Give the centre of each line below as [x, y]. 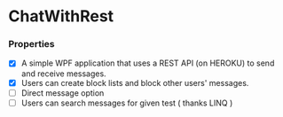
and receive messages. [64, 74]
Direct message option [63, 93]
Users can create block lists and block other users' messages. [135, 82]
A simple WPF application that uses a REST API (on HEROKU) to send [148, 63]
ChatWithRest [61, 16]
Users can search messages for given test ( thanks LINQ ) [127, 103]
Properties [31, 44]
